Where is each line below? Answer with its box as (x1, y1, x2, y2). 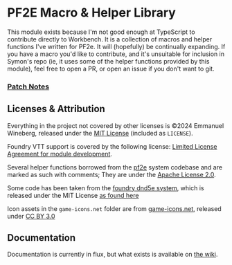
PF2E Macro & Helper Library (7, 5, 177, 21)
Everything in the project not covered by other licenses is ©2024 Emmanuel (7, 121, 224, 129)
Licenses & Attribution (7, 103, 105, 115)
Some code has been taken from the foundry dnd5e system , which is (7, 183, 204, 192)
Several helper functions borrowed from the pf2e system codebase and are (7, 163, 223, 171)
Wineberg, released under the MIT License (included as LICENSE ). (7, 129, 193, 137)
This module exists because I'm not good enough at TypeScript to (7, 28, 195, 36)
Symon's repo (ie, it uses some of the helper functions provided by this (7, 57, 210, 65)
